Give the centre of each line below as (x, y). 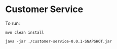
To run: (13, 23)
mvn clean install (25, 32)
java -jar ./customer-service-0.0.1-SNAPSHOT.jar (59, 41)
